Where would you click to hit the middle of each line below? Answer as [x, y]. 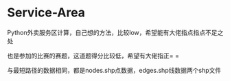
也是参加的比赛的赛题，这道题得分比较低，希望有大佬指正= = [93, 56]
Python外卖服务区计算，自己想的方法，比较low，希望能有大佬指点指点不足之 [115, 32]
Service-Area [46, 13]
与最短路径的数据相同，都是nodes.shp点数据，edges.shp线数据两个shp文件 [114, 70]
